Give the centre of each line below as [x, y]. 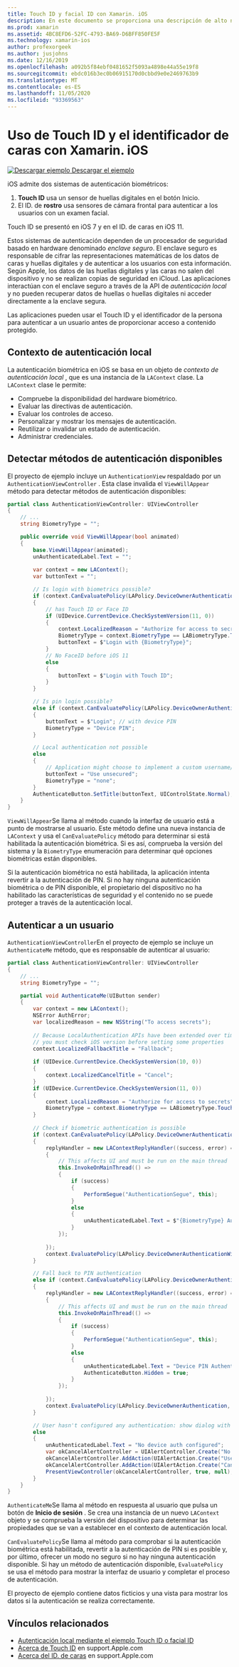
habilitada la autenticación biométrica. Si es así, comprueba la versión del [115, 843]
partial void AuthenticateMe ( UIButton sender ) [90, 996]
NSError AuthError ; [62, 1016]
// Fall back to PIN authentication [87, 1273]
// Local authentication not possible [90, 748]
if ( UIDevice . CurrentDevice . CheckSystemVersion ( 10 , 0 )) [117, 1062]
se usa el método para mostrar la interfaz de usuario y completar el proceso [119, 1572]
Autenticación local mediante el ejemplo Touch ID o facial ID [106, 1641]
